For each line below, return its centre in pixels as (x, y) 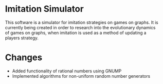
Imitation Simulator (45, 9)
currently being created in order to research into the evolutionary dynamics (80, 27)
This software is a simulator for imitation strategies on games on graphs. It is (82, 22)
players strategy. (22, 38)
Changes (24, 58)
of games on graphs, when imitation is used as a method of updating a (76, 33)
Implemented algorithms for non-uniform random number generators (81, 76)
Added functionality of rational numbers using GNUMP (67, 71)
